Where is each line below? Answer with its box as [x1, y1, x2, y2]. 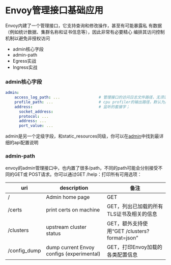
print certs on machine [45, 206, 100, 213]
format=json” [106, 234, 138, 241]
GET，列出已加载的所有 [106, 202, 163, 209]
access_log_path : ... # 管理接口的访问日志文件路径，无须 [14, 95, 164, 100]
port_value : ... [18, 123, 53, 128]
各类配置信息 [106, 251, 138, 258]
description [60, 184, 89, 191]
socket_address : [18, 109, 53, 114]
